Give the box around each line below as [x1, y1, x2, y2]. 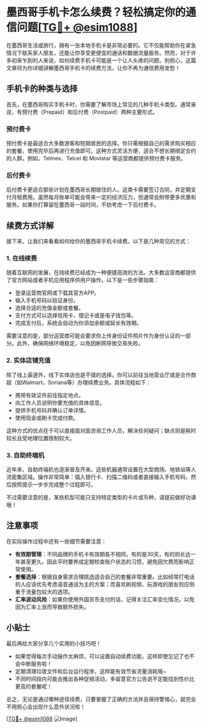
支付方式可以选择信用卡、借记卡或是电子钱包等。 [14, 312, 137, 319]
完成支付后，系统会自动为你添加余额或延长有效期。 [14, 319, 142, 327]
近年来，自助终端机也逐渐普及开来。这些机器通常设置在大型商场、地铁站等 [6, 466, 191, 473]
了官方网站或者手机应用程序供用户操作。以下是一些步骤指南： [6, 277, 160, 284]
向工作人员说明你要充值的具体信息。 [14, 399, 105, 406]
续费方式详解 [6, 221, 54, 231]
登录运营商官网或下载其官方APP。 [14, 289, 100, 297]
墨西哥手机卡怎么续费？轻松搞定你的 [6, 5, 186, 19]
